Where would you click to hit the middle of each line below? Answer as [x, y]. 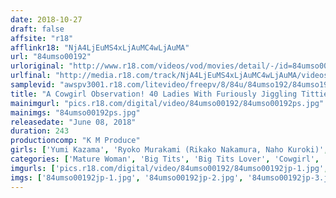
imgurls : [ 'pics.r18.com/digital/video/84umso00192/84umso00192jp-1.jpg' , [169, 168]
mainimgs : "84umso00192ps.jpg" [75, 112]
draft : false [37, 29]
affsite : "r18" [42, 38]
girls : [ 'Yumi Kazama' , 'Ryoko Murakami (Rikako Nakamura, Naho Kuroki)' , [169, 150]
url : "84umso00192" [51, 57]
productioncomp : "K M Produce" [75, 141]
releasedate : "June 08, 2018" [73, 122]
